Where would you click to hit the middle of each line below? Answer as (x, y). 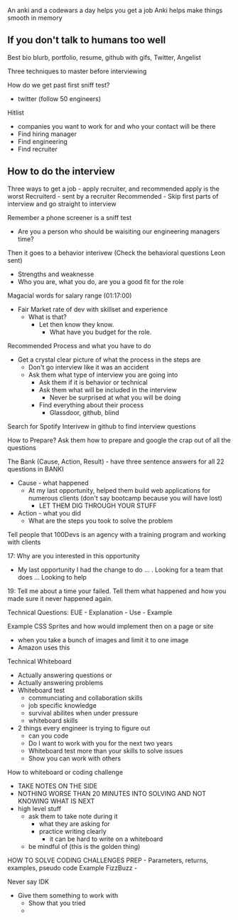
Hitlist (16, 113)
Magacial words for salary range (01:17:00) (70, 296)
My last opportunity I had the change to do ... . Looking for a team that (120, 570)
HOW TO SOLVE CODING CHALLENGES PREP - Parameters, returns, (108, 860)
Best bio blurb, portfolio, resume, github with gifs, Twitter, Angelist (104, 57)
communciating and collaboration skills (86, 698)
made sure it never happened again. (60, 598)
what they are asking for (74, 824)
